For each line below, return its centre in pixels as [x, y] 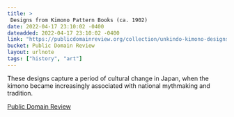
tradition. [20, 93]
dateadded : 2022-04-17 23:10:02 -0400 [63, 33]
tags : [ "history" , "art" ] [45, 59]
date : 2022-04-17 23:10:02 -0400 [56, 26]
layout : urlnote [31, 53]
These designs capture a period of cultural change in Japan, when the [108, 78]
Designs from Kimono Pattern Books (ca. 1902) [79, 20]
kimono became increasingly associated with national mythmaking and [109, 85]
